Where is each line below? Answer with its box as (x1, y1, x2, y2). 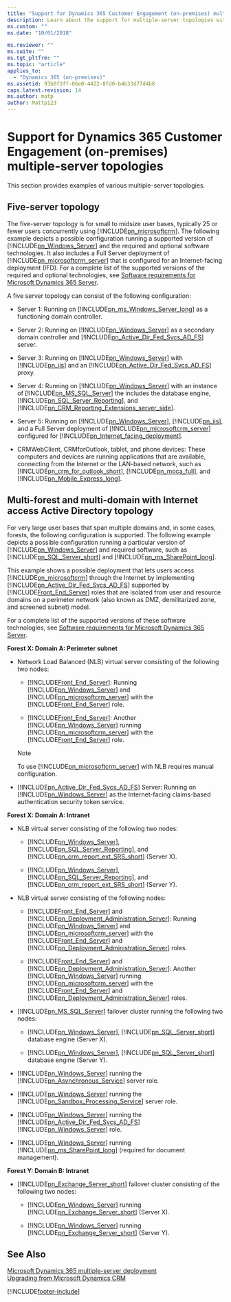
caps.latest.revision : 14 (7, 87, 81, 94)
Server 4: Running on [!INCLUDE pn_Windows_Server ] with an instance (16, 381, 218, 390)
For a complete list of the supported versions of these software (7, 616, 186, 624)
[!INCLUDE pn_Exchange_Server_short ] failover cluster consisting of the (16, 1180, 220, 1188)
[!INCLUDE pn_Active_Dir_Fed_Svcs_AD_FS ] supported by (7, 581, 170, 589)
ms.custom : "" (7, 23, 48, 30)
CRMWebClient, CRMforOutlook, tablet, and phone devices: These (16, 445, 206, 453)
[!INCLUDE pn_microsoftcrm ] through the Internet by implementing (7, 573, 195, 581)
